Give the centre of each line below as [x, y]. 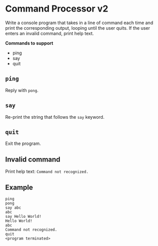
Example [19, 187]
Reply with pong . [22, 90]
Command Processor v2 [57, 9]
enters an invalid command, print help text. [50, 33]
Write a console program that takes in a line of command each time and [79, 23]
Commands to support [29, 43]
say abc [13, 208]
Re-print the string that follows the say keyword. [55, 117]
